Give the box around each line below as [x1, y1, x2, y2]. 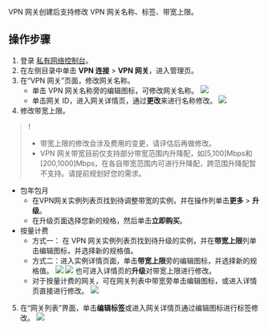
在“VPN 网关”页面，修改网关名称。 [19, 75, 135, 85]
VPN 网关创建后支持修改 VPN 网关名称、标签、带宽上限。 [8, 7, 199, 16]
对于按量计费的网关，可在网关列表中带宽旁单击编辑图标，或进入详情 [31, 275, 258, 285]
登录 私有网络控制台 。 [19, 55, 93, 65]
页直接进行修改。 [31, 286, 89, 295]
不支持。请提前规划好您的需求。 [39, 168, 146, 178]
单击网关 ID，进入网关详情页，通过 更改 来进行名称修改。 [31, 96, 217, 105]
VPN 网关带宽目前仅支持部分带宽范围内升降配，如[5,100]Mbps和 [39, 148, 253, 158]
